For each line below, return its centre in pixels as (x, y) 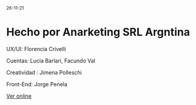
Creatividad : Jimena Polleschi (44, 72)
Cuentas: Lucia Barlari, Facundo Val (51, 61)
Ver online (19, 96)
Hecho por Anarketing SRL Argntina (98, 32)
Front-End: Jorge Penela (37, 84)
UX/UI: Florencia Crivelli (36, 49)
